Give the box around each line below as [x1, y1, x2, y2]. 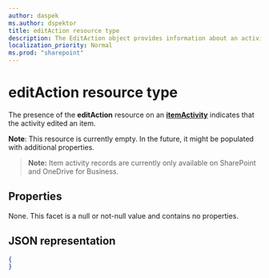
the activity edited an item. [8, 118, 96, 128]
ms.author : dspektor [8, 19, 78, 27]
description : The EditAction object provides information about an [8, 34, 239, 42]
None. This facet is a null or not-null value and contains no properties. [8, 211, 239, 220]
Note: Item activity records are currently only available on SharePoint [27, 158, 256, 167]
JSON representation [8, 234, 116, 248]
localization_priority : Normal [8, 42, 113, 50]
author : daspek [8, 11, 59, 20]
